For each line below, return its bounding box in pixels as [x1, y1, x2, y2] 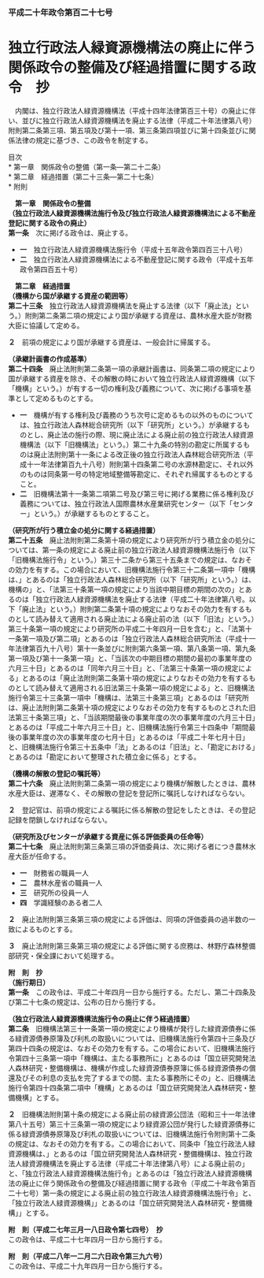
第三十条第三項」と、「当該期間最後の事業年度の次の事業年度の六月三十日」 [14, 712, 256, 722]
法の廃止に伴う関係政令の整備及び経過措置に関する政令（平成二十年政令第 [8, 1178, 249, 1187]
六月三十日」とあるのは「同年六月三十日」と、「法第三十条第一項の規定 [8, 663, 239, 673]
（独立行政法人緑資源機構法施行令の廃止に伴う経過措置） [8, 1014, 194, 1024]
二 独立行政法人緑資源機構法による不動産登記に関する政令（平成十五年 [19, 254, 254, 264]
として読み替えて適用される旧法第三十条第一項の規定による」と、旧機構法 [14, 683, 255, 693]
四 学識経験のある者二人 [19, 897, 103, 907]
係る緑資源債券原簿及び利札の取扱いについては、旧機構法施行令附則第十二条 [8, 1129, 256, 1139]
